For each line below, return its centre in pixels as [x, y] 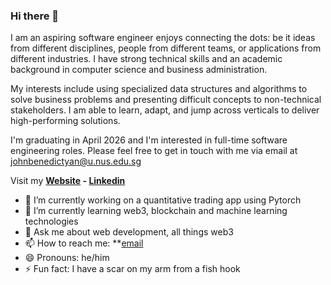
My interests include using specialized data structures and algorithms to [159, 89]
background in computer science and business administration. [139, 70]
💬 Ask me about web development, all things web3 [129, 232]
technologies [51, 221]
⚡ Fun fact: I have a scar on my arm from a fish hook [132, 269]
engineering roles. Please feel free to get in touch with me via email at [154, 151]
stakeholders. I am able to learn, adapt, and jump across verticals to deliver [165, 110]
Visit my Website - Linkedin [68, 181]
